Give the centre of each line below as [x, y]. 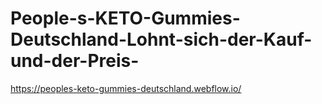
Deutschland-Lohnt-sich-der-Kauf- [161, 39]
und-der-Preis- [75, 61]
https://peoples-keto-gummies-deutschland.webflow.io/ [126, 88]
